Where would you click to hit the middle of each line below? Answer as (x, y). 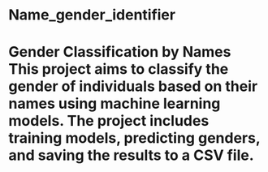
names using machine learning (115, 104)
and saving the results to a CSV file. (131, 155)
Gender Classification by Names (120, 52)
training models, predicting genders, (134, 138)
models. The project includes (109, 121)
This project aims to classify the (119, 69)
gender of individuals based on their (133, 86)
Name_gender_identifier (92, 15)
